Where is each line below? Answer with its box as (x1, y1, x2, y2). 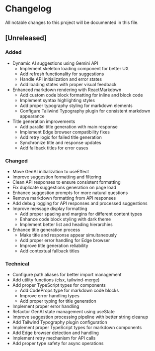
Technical (5, 260, 30, 267)
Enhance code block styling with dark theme (19, 216, 111, 222)
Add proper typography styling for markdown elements (19, 103, 133, 109)
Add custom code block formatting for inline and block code (19, 92, 143, 98)
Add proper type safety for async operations (12, 341, 104, 347)
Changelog (5, 3, 52, 14)
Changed (5, 157, 28, 164)
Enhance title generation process (12, 227, 80, 233)
